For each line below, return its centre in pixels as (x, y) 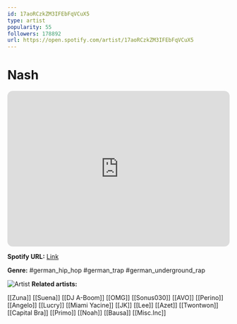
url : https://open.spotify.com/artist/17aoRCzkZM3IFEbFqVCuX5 (101, 40)
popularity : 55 (30, 27)
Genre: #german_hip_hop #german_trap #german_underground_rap (107, 270)
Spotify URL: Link (33, 257)
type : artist (26, 21)
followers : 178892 (34, 34)
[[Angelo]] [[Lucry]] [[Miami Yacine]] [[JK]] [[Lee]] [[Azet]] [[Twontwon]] (113, 306)
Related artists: (54, 284)
